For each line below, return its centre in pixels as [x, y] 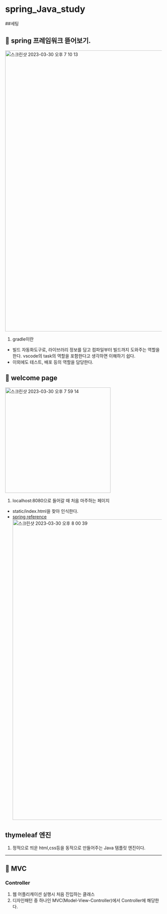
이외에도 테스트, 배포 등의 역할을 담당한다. [53, 362]
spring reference [30, 517]
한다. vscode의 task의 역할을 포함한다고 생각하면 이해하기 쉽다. [74, 356]
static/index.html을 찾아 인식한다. [45, 511]
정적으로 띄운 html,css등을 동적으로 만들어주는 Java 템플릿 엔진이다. [79, 848]
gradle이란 [23, 339]
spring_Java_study [45, 9]
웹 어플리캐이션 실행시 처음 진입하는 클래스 [54, 894]
